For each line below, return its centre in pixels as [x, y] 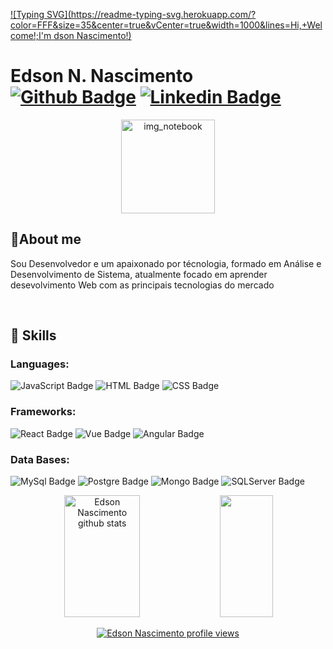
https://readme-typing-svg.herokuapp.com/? [163, 14]
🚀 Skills [33, 335]
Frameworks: [43, 412]
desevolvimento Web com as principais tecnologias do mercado [142, 285]
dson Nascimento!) [92, 35]
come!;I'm [31, 35]
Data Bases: [40, 459]
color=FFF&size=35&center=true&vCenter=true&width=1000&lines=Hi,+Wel [166, 25]
